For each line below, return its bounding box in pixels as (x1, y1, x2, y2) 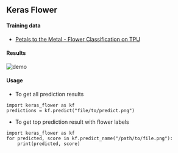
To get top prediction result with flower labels (15, 118, 129, 126)
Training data (6, 21, 41, 29)
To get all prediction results (15, 91, 84, 98)
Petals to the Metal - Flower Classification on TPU (15, 35, 140, 43)
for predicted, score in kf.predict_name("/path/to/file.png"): (6, 135, 173, 141)
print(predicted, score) (17, 141, 80, 147)
